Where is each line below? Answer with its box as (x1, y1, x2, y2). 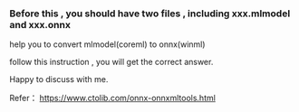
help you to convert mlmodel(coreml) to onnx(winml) (9, 39, 206, 50)
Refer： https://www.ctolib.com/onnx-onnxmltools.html (9, 93, 216, 104)
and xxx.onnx (9, 18, 71, 31)
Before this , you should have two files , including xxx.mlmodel (9, 7, 291, 20)
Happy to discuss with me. (9, 74, 109, 85)
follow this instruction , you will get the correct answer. (9, 57, 214, 68)
